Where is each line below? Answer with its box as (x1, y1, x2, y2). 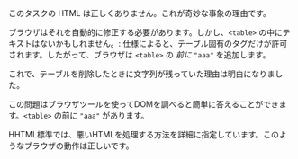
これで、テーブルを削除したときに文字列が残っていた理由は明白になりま (8, 68, 275, 79)
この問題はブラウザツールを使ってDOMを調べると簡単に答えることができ (8, 99, 280, 110)
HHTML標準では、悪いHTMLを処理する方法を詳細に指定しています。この (8, 129, 280, 139)
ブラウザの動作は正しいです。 (23, 140, 134, 151)
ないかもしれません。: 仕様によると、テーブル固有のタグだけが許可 (39, 39, 288, 49)
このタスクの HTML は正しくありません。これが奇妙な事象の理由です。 (8, 8, 272, 18)
